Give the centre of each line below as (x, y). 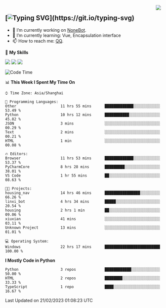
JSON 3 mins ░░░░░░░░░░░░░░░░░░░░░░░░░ (83, 123)
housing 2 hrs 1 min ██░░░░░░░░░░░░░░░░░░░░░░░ (83, 210)
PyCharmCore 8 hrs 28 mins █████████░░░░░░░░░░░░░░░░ (83, 167)
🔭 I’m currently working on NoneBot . (49, 30)
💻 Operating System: (27, 241)
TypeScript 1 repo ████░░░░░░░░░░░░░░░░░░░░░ (83, 287)
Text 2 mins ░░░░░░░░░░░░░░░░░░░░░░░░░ (83, 132)
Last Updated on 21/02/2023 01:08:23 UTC (49, 300)
